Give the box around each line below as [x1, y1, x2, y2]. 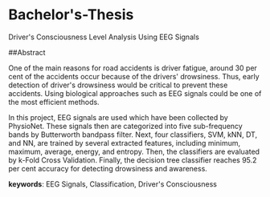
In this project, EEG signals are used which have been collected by [8, 112, 229, 122]
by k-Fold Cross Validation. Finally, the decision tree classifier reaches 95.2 [8, 155, 257, 165]
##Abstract [8, 47, 46, 57]
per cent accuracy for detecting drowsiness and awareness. [8, 163, 207, 173]
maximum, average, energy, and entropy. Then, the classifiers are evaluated [8, 147, 260, 156]
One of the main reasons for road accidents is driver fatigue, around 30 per [8, 62, 257, 73]
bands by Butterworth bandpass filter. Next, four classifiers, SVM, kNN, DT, [8, 130, 258, 139]
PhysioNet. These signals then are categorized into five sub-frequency [8, 121, 243, 131]
